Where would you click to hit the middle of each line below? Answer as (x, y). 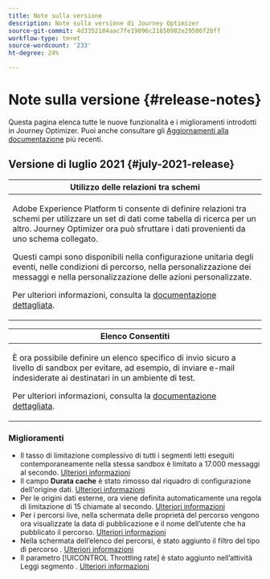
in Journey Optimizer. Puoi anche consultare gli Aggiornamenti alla (119, 130)
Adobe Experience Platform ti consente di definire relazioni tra (129, 208)
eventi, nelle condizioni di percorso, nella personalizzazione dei (132, 267)
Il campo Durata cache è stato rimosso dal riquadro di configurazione (135, 481)
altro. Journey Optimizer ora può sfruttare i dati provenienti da (129, 228)
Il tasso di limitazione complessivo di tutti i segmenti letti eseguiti (127, 455)
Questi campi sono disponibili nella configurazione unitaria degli (133, 256)
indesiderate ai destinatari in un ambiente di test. (104, 377)
